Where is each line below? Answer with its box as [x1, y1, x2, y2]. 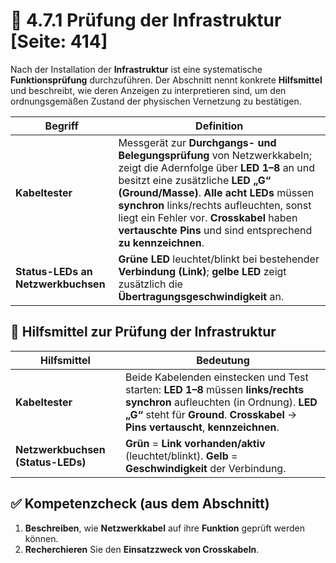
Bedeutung [196, 353, 250, 367]
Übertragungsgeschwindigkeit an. [118, 289, 285, 303]
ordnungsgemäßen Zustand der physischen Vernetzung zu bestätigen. [10, 95, 302, 107]
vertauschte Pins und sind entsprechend [118, 223, 313, 237]
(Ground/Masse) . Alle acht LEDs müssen [118, 185, 315, 199]
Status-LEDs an [15, 264, 93, 278]
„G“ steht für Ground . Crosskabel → [124, 407, 298, 421]
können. [24, 532, 59, 544]
